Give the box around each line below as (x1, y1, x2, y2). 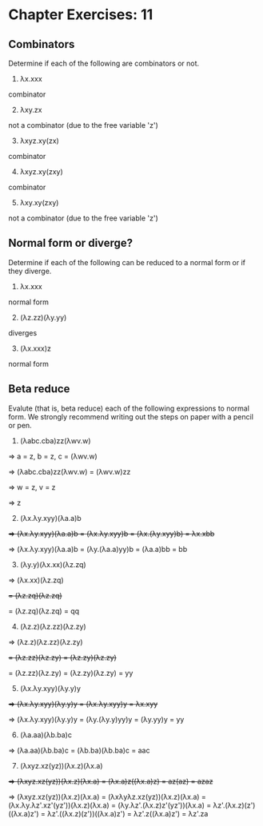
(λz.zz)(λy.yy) (19, 312, 67, 322)
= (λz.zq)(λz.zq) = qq (8, 606, 80, 616)
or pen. (8, 420, 32, 430)
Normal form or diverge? (8, 236, 133, 250)
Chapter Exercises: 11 (8, 6, 153, 24)
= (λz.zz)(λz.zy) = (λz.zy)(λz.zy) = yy (8, 668, 133, 677)
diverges (8, 328, 38, 337)
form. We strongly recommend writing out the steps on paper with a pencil (8, 411, 254, 421)
